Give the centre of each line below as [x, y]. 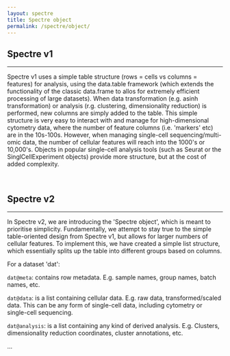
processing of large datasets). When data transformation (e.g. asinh [103, 99]
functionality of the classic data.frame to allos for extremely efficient [103, 91]
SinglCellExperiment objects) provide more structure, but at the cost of [107, 157]
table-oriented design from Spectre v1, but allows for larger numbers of [108, 236]
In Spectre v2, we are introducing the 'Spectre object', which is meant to [109, 222]
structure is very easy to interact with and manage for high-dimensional [108, 120]
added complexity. [33, 164]
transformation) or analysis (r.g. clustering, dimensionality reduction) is [107, 106]
